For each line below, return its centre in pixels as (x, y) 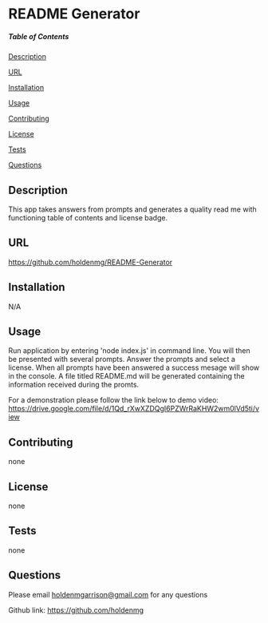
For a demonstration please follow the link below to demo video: (114, 400)
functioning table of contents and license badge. (88, 217)
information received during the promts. (74, 385)
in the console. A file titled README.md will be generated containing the (126, 376)
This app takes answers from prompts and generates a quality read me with (132, 209)
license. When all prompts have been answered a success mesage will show (134, 367)
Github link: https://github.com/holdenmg (76, 610)
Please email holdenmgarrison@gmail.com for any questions (108, 594)
